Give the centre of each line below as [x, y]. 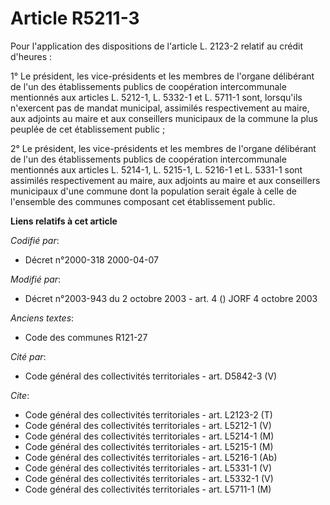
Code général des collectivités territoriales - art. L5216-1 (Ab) [151, 457]
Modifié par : [36, 279]
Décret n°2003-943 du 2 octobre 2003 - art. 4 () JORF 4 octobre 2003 [171, 298]
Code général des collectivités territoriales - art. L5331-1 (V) [148, 468]
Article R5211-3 [75, 18]
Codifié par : [35, 240]
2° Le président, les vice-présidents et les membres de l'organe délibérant [163, 148]
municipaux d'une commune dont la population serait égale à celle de [153, 191]
